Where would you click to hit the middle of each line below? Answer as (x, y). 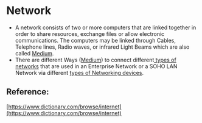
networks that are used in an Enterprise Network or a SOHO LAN (96, 66)
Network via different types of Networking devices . (79, 72)
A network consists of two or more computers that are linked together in (106, 27)
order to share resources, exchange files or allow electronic (90, 33)
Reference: (28, 92)
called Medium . (34, 53)
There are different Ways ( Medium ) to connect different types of (96, 60)
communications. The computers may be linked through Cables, (96, 40)
